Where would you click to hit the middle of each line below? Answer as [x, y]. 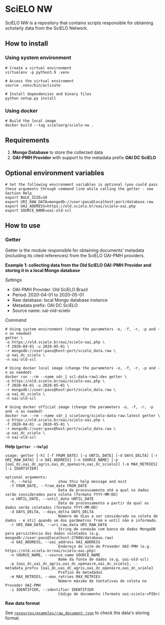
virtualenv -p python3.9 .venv [37, 72]
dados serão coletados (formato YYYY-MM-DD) [52, 508]
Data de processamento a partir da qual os [103, 503]
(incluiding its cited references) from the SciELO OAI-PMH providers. [75, 256]
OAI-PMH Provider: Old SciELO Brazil [50, 290]
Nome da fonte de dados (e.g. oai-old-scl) [103, 560]
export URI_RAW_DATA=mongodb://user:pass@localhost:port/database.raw [79, 202]
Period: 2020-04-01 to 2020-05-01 [48, 295]
